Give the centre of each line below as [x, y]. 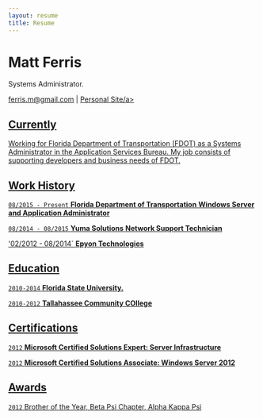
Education [34, 269]
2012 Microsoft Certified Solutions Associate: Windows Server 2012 [122, 363]
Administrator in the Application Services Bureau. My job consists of [120, 152]
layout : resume [33, 15]
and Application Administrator [59, 213]
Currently [32, 124]
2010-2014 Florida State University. [66, 287]
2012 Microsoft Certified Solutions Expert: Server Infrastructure [115, 347]
